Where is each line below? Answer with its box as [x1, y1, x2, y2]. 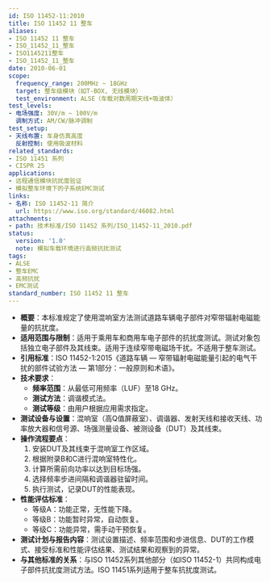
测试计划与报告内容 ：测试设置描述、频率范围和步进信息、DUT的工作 [19, 534, 247, 544]
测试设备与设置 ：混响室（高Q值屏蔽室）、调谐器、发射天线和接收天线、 [19, 413, 255, 423]
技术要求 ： [19, 373, 56, 383]
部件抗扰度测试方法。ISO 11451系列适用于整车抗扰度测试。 [27, 565, 222, 574]
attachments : [8, 215, 52, 223]
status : [8, 229, 35, 238]
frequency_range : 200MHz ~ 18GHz [15, 79, 128, 87]
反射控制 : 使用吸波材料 [15, 139, 83, 148]
